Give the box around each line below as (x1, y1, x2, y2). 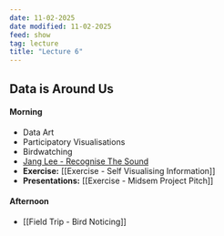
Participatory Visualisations (22, 136, 126, 147)
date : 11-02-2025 (9, 13, 76, 23)
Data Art (22, 127, 55, 138)
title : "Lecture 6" (9, 47, 84, 56)
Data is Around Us (9, 81, 114, 97)
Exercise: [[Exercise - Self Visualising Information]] (22, 165, 216, 176)
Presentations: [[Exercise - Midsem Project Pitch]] (22, 175, 214, 186)
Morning (9, 107, 43, 118)
